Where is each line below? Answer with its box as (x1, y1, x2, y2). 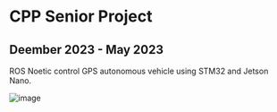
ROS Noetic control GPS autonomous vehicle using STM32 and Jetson (9, 65, 269, 76)
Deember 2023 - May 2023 (9, 42, 164, 57)
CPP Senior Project (9, 6, 153, 27)
